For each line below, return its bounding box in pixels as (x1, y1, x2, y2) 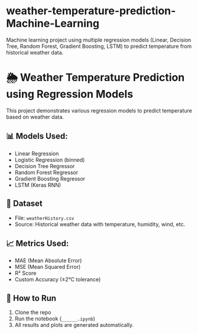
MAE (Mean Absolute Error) (14, 257, 82, 264)
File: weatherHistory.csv (14, 214, 74, 221)
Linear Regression (14, 150, 59, 157)
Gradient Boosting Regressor (14, 175, 86, 182)
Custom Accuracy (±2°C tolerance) (14, 276, 101, 283)
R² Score (14, 269, 37, 277)
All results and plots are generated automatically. (14, 322, 134, 329)
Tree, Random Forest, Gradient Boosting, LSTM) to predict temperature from (6, 43, 192, 50)
